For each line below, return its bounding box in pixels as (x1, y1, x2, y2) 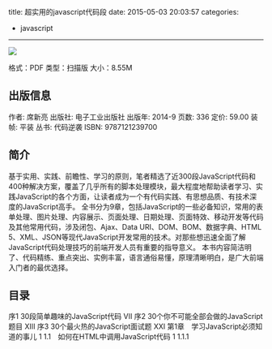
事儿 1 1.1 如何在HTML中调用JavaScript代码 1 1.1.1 (22, 332, 189, 342)
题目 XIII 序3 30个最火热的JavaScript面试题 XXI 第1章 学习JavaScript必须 (8, 321, 256, 331)
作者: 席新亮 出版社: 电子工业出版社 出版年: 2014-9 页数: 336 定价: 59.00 (8, 112, 249, 122)
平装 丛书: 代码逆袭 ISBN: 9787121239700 (19, 122, 158, 131)
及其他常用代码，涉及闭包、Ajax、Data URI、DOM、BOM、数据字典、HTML (8, 222, 262, 231)
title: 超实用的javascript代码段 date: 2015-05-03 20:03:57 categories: (8, 7, 239, 16)
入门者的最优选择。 (8, 262, 73, 272)
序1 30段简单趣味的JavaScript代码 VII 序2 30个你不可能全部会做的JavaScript (8, 312, 263, 321)
